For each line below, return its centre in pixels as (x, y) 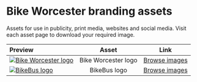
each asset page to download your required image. (71, 34)
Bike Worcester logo (108, 60)
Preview (21, 50)
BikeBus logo (108, 70)
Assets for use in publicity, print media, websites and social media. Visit (96, 28)
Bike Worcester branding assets (89, 11)
